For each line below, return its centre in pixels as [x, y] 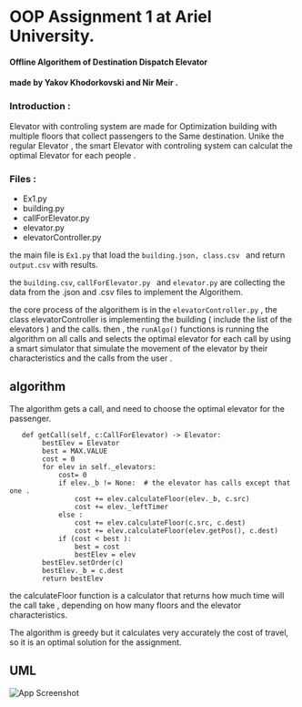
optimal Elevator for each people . [73, 155]
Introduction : [40, 107]
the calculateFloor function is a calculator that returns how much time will [147, 595]
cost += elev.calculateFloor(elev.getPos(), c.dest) [176, 530]
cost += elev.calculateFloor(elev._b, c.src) [162, 498]
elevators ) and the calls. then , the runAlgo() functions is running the [139, 329]
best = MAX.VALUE [75, 451]
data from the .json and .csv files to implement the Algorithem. [126, 292]
